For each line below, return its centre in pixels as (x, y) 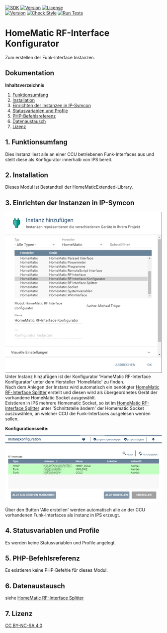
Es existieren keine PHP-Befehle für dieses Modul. (56, 570)
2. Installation (27, 175)
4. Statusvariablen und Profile (52, 531)
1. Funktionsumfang (37, 142)
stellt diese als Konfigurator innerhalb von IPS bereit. (59, 159)
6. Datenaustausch (35, 586)
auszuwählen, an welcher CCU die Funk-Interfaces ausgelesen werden (78, 414)
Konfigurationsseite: (27, 429)
